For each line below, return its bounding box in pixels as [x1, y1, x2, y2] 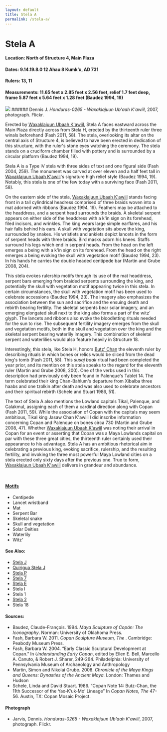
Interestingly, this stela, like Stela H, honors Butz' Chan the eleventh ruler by [5, 346, 161, 352]
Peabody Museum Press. [12, 640, 64, 646]
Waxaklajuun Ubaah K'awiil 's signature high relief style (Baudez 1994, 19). [5, 173, 157, 179]
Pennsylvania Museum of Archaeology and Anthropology [12, 661, 130, 667]
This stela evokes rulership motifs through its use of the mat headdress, [5, 272, 153, 278]
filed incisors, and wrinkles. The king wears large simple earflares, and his [5, 220, 158, 226]
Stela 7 [12, 575, 27, 581]
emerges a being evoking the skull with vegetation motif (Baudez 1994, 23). [5, 252, 161, 258]
